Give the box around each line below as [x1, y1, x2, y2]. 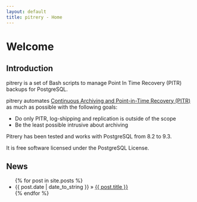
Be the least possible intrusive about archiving [14, 121, 129, 128]
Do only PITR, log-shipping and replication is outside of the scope [14, 115, 177, 122]
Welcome [6, 40, 54, 53]
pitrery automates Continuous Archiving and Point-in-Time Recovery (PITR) [6, 97, 191, 104]
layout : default [6, 8, 46, 15]
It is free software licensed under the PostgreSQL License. [6, 144, 149, 151]
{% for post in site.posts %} [14, 177, 83, 184]
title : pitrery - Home [6, 14, 62, 20]
